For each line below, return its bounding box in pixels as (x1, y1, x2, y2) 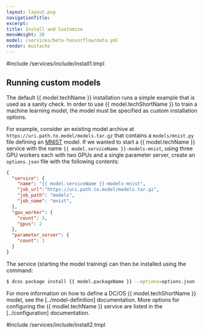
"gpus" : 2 (17, 221, 43, 227)
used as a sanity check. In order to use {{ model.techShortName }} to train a (6, 100, 198, 108)
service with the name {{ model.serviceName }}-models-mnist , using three (6, 144, 193, 152)
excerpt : (6, 20, 29, 26)
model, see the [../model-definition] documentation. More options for (6, 296, 180, 303)
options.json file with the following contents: (6, 157, 119, 165)
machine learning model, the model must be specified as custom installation (6, 106, 198, 114)
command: (6, 267, 34, 274)
